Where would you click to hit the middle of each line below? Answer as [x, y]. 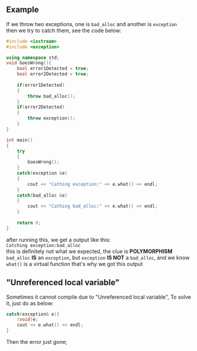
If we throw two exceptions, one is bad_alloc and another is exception [92, 24]
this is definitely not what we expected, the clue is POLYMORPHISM [90, 251]
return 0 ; [29, 223]
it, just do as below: [30, 303]
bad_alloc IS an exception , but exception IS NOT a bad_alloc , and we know [98, 257]
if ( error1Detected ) [41, 85]
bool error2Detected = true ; [53, 74]
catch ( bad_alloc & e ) [42, 195]
